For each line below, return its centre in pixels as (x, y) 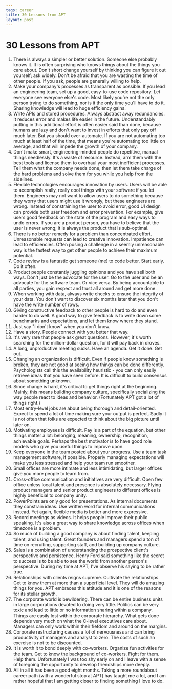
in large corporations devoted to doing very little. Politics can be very (86, 605)
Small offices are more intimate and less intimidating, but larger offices (88, 468)
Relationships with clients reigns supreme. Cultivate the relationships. (87, 578)
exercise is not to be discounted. (48, 643)
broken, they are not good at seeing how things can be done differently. (89, 365)
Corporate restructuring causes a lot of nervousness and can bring (84, 632)
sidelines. (23, 179)
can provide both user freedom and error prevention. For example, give (88, 212)
